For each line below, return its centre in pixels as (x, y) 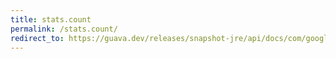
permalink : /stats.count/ (64, 29)
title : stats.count (51, 19)
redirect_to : (37, 38)
